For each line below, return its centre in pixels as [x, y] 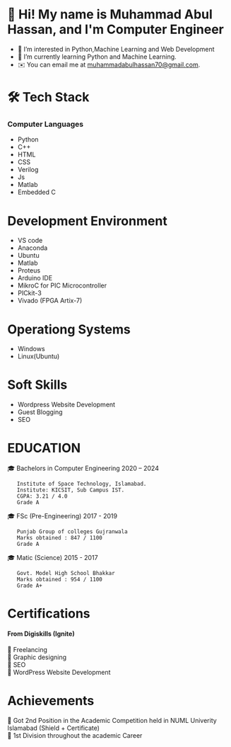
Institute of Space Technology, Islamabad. [82, 484]
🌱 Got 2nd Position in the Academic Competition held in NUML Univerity [112, 720]
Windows [31, 349]
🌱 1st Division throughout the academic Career [75, 735]
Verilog [28, 170]
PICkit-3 [30, 293]
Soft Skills [37, 385]
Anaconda [32, 248]
